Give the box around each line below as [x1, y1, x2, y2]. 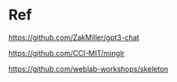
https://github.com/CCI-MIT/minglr [8, 48, 125, 58]
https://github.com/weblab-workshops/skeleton [8, 63, 169, 74]
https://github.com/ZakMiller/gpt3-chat [8, 32, 140, 42]
